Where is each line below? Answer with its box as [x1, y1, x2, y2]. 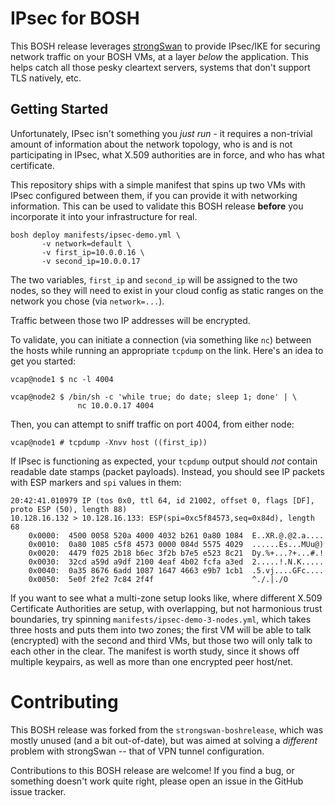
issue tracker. [10, 785, 67, 797]
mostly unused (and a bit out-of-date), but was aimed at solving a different [10, 734, 318, 746]
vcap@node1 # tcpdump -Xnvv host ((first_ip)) [10, 437, 208, 447]
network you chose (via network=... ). [10, 295, 165, 307]
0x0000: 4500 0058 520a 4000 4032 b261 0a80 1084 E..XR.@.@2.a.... [28, 530, 325, 541]
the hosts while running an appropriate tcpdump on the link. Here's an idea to [10, 344, 324, 356]
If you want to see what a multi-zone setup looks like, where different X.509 [10, 592, 323, 604]
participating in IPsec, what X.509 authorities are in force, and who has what [10, 148, 325, 161]
